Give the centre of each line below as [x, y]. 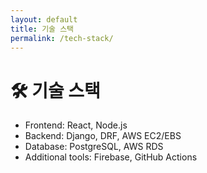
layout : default [44, 19]
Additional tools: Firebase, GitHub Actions [111, 157]
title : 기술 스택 [42, 29]
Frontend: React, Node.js [76, 125]
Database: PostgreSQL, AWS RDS [94, 147]
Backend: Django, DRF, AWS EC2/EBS [103, 136]
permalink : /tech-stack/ [62, 38]
